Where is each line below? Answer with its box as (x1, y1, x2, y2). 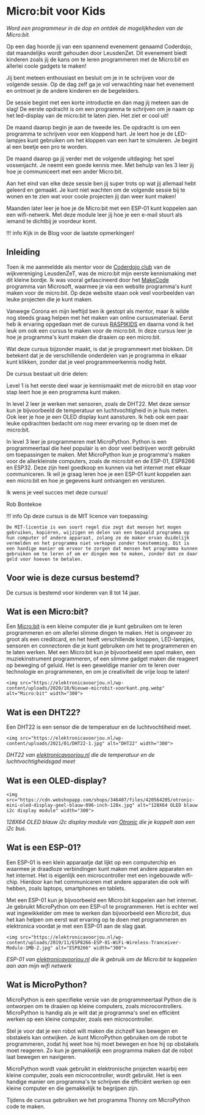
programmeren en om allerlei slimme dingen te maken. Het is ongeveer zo (6, 629, 192, 637)
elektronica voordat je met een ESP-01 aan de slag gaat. (6, 922, 147, 929)
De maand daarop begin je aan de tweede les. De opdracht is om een (6, 123, 181, 131)
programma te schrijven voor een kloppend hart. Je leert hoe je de (6, 130, 174, 137)
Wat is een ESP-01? (6, 842, 81, 853)
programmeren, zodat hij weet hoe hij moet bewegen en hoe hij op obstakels (6, 1040, 199, 1047)
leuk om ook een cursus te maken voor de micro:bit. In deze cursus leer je (6, 327, 192, 334)
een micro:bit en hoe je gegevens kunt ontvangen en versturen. (6, 477, 166, 484)
